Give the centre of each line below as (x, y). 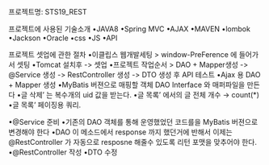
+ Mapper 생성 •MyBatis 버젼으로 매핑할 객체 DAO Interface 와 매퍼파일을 (127, 85)
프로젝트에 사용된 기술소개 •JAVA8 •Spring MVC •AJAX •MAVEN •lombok (129, 29)
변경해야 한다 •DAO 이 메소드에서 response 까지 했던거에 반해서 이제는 (120, 132)
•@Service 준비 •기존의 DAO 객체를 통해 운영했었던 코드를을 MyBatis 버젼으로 (133, 122)
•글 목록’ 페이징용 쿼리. (45, 105)
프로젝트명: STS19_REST (48, 12)
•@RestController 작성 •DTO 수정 (63, 152)
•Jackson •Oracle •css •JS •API (63, 38)
